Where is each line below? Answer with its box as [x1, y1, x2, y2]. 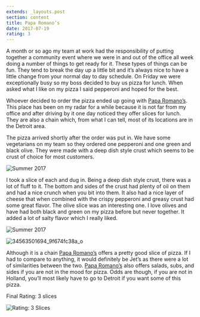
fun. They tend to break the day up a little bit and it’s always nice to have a [6, 66, 189, 74]
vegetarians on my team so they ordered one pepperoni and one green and [6, 141, 191, 148]
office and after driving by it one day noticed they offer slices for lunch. [6, 110, 181, 117]
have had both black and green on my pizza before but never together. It [6, 208, 185, 215]
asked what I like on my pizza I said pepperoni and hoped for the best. [6, 86, 179, 93]
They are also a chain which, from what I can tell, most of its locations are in [6, 116, 193, 123]
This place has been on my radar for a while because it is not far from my [6, 103, 186, 111]
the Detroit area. [6, 123, 47, 130]
